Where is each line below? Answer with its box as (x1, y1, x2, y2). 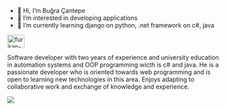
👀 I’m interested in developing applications (17, 14, 138, 22)
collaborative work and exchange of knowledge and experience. (7, 82, 189, 91)
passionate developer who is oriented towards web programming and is (7, 68, 211, 76)
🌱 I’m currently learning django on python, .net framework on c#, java (17, 21, 215, 29)
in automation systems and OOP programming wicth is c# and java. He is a (7, 60, 219, 69)
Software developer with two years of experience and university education (7, 54, 219, 61)
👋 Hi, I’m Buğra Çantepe (17, 7, 85, 14)
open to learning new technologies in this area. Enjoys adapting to (7, 76, 195, 83)
